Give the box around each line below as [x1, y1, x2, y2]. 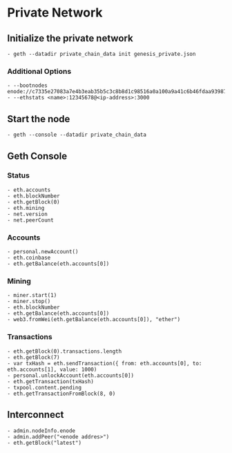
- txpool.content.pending [7, 384, 81, 391]
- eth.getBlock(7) [7, 354, 60, 360]
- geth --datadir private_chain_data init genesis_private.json [7, 50, 196, 57]
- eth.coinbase [7, 254, 51, 262]
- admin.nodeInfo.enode [7, 427, 76, 434]
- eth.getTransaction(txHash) [7, 378, 95, 385]
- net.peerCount [7, 216, 54, 224]
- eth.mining [7, 204, 45, 211]
